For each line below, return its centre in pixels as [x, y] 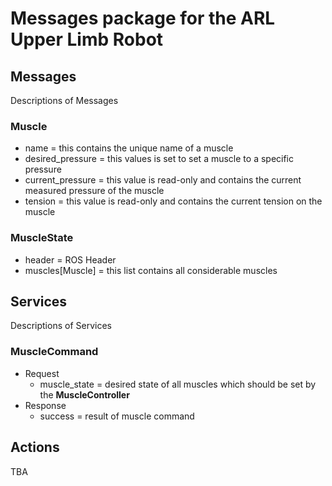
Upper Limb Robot [87, 39]
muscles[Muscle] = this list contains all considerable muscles [151, 270]
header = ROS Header [70, 259]
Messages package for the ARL [143, 18]
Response [45, 405]
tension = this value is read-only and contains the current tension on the [173, 201]
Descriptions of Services [61, 326]
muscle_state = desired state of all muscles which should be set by [178, 384]
